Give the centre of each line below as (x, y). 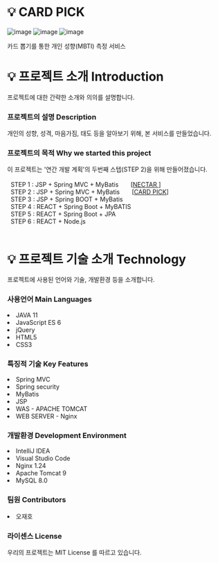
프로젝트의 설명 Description (52, 117)
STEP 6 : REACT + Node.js (48, 221)
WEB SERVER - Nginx (47, 416)
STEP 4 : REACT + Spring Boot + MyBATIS (71, 207)
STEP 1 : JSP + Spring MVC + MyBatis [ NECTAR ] (85, 185)
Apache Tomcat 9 (42, 473)
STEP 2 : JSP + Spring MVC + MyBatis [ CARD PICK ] (90, 192)
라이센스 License (35, 536)
